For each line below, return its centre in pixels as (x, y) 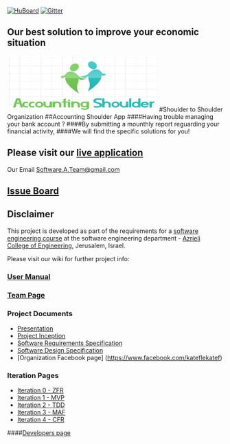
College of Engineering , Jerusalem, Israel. (66, 245)
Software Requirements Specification (70, 343)
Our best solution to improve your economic (103, 32)
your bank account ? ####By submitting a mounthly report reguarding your (113, 124)
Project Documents (40, 313)
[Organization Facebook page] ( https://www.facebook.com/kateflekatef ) (120, 357)
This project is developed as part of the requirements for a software (103, 231)
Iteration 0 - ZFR (40, 390)
